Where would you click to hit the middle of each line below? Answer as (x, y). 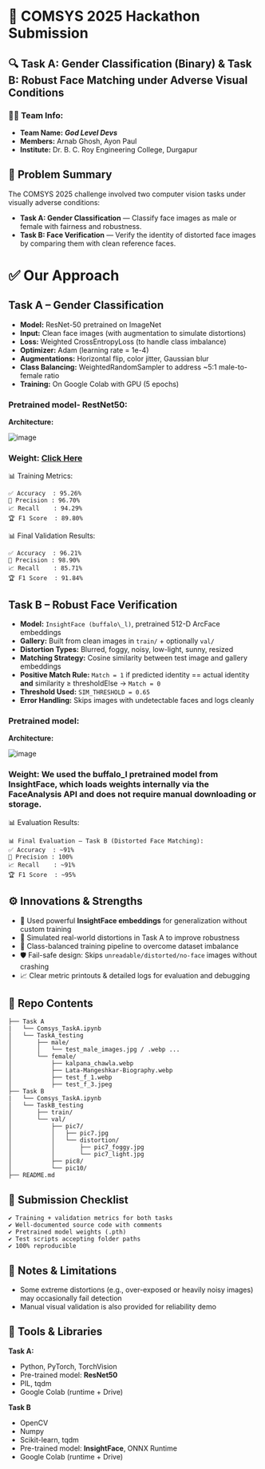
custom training (45, 929)
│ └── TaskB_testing (46, 1106)
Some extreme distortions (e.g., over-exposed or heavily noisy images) (136, 1289)
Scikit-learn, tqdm (49, 1439)
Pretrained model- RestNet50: (68, 405)
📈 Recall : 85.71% (45, 569)
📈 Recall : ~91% (42, 865)
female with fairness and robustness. (81, 226)
